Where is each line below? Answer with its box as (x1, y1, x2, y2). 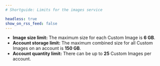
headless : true (5, 16, 37, 21)
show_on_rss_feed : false (5, 21, 58, 26)
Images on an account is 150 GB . (12, 45, 81, 51)
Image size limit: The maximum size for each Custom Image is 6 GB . (12, 34, 155, 40)
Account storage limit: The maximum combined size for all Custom (12, 40, 153, 46)
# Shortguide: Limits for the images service (5, 7, 102, 12)
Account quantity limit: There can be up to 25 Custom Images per (12, 50, 151, 56)
